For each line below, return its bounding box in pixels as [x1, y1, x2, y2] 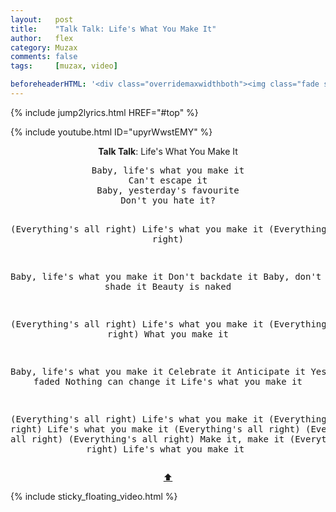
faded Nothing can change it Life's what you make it [33, 376, 303, 387]
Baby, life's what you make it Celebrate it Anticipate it [10, 366, 307, 377]
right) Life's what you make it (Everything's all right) [10, 423, 301, 435]
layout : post [10, 14, 74, 25]
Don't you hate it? [120, 194, 216, 206]
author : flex [10, 33, 74, 43]
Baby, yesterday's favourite [96, 184, 240, 196]
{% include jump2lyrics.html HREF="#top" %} [10, 106, 199, 118]
